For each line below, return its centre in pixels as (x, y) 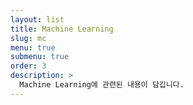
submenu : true (40, 57)
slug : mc (28, 38)
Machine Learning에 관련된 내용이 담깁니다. (102, 85)
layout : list (37, 19)
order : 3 (28, 66)
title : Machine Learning (62, 29)
